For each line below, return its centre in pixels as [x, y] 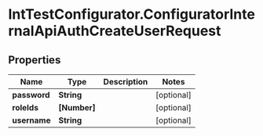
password [31, 95]
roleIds [26, 107]
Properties [35, 60]
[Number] [77, 107]
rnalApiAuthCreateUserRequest [115, 31]
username [31, 120]
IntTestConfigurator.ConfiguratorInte [131, 14]
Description [126, 82]
